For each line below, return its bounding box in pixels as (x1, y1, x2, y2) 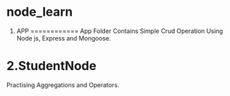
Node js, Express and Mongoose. (16, 34, 111, 42)
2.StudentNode (6, 58, 97, 74)
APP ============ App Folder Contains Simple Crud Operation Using (16, 27, 224, 35)
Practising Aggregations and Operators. (6, 80, 119, 89)
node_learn (6, 4, 73, 20)
